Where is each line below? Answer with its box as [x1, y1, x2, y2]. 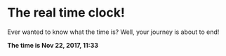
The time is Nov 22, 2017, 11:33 [7, 41, 98, 49]
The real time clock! [7, 5, 125, 21]
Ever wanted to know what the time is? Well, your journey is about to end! [7, 28, 220, 36]
